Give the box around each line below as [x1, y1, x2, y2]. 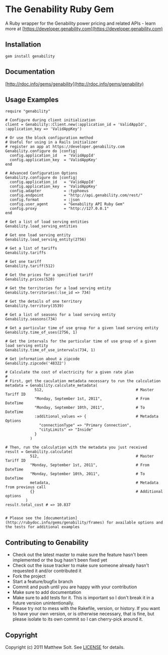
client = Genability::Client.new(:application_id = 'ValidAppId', [5, 122, 147, 127]
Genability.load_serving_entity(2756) [5, 237, 87, 242]
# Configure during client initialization [5, 118, 96, 123]
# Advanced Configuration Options [5, 171, 78, 176]
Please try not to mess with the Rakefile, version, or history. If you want [12, 605, 160, 612]
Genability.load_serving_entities [5, 224, 78, 229]
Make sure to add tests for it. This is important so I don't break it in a [12, 595, 154, 601]
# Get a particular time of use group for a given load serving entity [5, 325, 158, 331]
